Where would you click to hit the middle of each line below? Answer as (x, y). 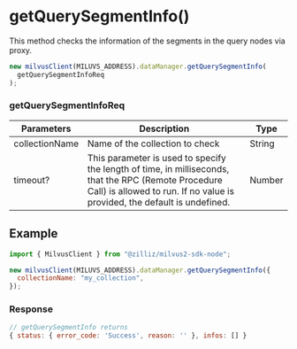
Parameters (46, 128)
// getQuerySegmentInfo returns (69, 328)
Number (267, 180)
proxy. (21, 50)
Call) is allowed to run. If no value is (160, 190)
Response (31, 309)
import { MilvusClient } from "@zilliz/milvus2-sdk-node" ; (120, 254)
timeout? (32, 180)
